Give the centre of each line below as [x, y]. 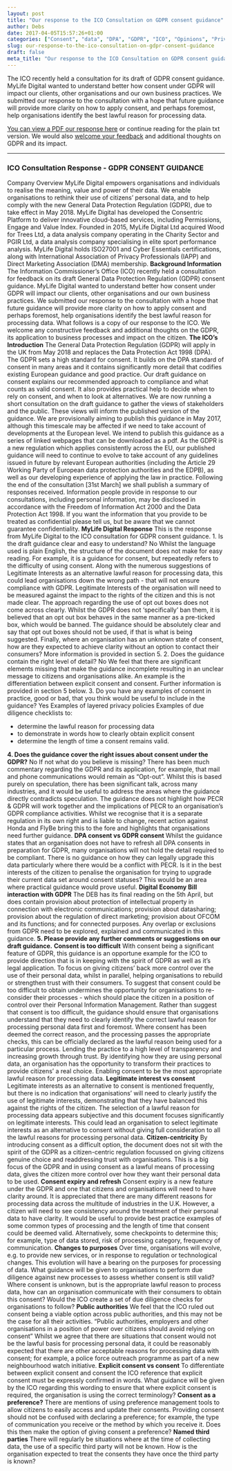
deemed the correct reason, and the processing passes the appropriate [109, 1034]
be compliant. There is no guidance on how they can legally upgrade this [111, 858]
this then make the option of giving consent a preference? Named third [108, 1432]
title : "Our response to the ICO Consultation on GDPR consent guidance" [116, 20]
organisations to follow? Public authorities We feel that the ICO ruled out [111, 1307]
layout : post [26, 14]
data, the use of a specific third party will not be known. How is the [103, 1447]
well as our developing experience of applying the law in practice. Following [115, 477]
